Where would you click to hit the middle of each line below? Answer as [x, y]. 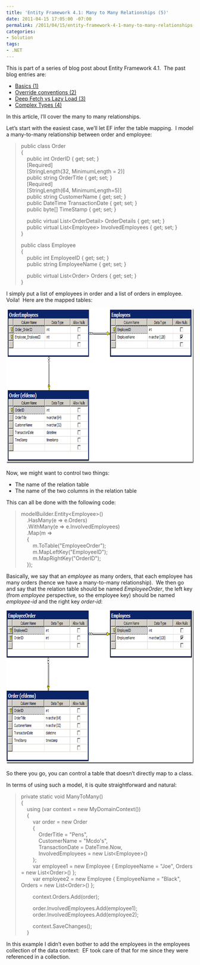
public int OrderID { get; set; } [63, 159]
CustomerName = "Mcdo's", [73, 840]
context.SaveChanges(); [62, 926]
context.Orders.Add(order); [66, 896]
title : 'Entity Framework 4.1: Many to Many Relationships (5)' [87, 13]
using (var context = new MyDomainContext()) [84, 809]
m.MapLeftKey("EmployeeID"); [70, 552]
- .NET [14, 51]
